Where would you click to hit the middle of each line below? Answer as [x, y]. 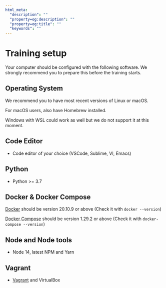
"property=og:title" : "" [35, 24]
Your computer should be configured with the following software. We [76, 67]
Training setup [36, 54]
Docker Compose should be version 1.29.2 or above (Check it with [73, 219]
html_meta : [16, 10]
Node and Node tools [39, 240]
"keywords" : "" [25, 29]
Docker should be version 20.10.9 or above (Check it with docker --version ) [83, 209]
